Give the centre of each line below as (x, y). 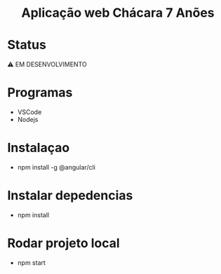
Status (27, 45)
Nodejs (28, 120)
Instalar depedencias (70, 196)
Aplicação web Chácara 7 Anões (118, 13)
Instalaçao (39, 148)
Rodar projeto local (64, 244)
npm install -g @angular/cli (56, 167)
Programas (40, 93)
